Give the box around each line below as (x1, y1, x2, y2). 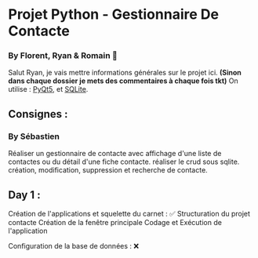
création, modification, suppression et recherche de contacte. (8, 165, 208, 175)
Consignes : (8, 107, 68, 121)
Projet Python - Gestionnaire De (8, 5, 220, 24)
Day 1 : (8, 188, 41, 202)
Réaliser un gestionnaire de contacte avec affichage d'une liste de (8, 149, 222, 158)
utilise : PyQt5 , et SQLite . (8, 85, 89, 94)
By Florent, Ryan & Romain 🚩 (8, 50, 118, 61)
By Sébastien (8, 131, 60, 142)
